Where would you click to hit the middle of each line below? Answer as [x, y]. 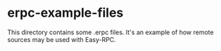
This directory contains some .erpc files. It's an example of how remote [110, 32]
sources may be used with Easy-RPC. [62, 39]
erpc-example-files [65, 13]
